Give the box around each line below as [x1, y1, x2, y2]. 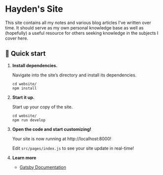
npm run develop [12, 118, 46, 123]
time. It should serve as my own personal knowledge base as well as [5, 25, 144, 30]
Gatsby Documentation [19, 164, 66, 170]
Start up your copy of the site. [12, 104, 73, 110]
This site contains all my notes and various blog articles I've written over [5, 20, 151, 25]
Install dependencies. [12, 62, 58, 68]
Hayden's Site [5, 3, 63, 15]
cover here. [5, 35, 28, 41]
